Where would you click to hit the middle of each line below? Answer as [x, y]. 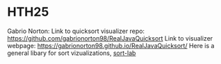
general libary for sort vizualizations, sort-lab [72, 53]
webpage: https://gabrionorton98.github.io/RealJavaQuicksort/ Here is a [111, 45]
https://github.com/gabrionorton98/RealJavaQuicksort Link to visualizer [110, 38]
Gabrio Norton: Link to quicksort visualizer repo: [76, 31]
